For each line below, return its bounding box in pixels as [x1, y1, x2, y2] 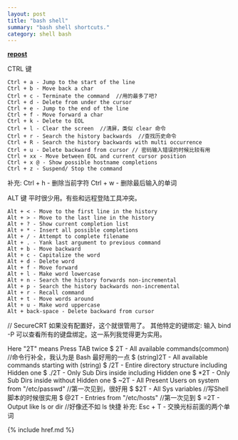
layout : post [7, 10, 46, 18]
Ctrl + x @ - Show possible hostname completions [7, 159, 158, 166]
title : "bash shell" [7, 17, 69, 24]
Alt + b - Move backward [7, 245, 81, 253]
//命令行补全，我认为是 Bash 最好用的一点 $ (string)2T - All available [7, 353, 208, 362]
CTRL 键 [7, 65, 32, 73]
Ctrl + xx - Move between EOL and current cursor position [7, 153, 187, 160]
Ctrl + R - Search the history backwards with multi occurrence [7, 139, 202, 146]
